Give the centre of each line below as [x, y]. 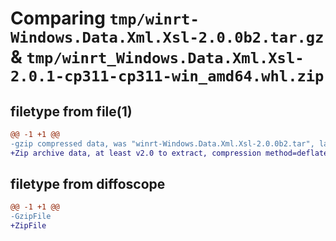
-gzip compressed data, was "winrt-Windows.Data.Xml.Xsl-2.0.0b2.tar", [162, 143]
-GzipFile [31, 217]
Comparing [58, 18]
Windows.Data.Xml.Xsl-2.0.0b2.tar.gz [167, 37]
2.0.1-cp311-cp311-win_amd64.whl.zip [167, 76]
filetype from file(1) [71, 111]
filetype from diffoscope [88, 184]
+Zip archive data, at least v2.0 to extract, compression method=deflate [169, 153]
